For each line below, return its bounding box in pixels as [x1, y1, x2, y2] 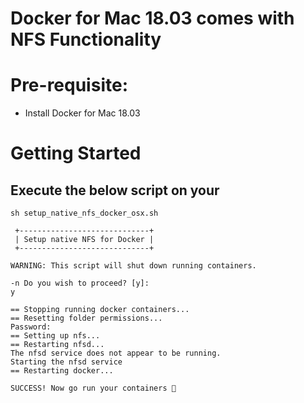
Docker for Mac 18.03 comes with [10, 7, 295, 30]
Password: [10, 322, 52, 332]
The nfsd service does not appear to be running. [10, 348, 222, 359]
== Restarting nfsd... [10, 340, 105, 350]
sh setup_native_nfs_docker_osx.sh [10, 208, 159, 219]
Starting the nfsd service [10, 357, 123, 367]
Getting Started [10, 142, 142, 165]
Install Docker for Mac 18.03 [24, 107, 141, 119]
